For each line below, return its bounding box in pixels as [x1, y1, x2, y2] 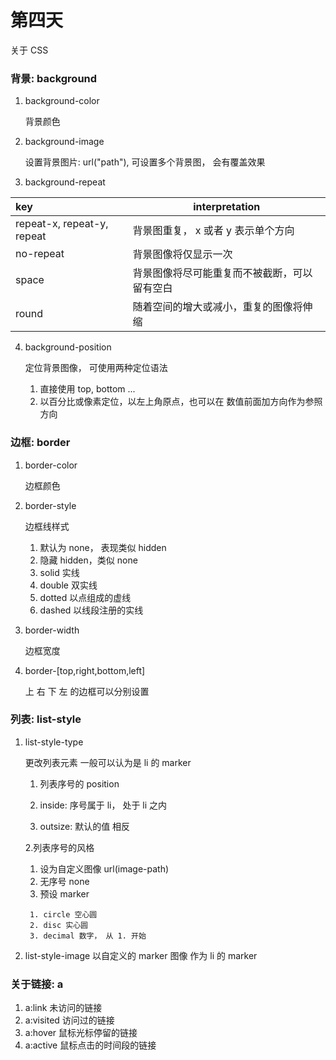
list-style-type [24, 736, 84, 748]
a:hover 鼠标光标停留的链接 [24, 1027, 138, 1039]
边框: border [10, 436, 71, 450]
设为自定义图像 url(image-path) [39, 862, 170, 875]
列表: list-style [10, 712, 82, 726]
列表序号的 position [39, 777, 120, 790]
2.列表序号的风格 [24, 841, 95, 853]
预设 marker [39, 887, 90, 900]
